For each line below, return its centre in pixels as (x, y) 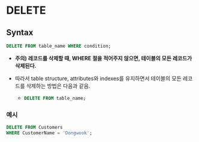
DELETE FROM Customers (34, 128)
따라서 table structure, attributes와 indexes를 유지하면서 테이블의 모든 (98, 78)
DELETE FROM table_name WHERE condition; (59, 46)
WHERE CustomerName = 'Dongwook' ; (49, 133)
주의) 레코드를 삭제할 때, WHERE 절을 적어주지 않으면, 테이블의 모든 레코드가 (103, 58)
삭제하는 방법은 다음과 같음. (58, 86)
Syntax (20, 33)
